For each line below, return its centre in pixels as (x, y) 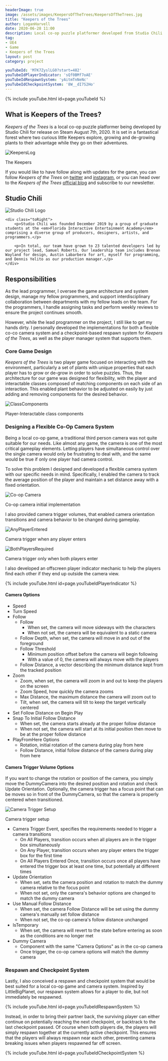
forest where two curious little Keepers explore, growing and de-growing (80, 137)
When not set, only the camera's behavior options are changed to (88, 893)
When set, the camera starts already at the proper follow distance (88, 723)
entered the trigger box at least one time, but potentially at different (90, 866)
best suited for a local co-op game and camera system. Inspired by (74, 987)
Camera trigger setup (27, 819)
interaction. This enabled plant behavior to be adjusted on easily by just (79, 389)
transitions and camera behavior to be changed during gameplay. (73, 519)
